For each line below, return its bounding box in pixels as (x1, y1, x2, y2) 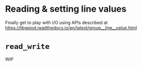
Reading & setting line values (5, 3, 127, 15)
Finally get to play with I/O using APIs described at (5, 20, 108, 25)
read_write (5, 42, 50, 51)
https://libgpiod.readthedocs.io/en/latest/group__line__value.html (5, 24, 138, 30)
